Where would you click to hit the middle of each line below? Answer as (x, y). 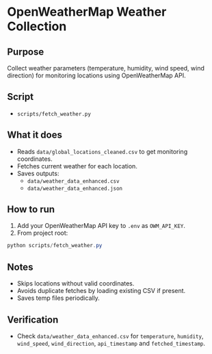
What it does (35, 135)
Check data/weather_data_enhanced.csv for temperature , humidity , (110, 336)
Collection (37, 26)
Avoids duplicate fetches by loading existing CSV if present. (101, 291)
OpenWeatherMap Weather (87, 12)
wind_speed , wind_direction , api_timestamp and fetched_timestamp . (111, 343)
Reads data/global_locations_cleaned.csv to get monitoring (102, 151)
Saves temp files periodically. (58, 298)
